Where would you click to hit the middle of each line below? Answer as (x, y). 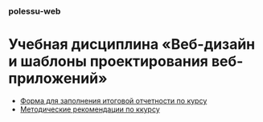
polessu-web (35, 11)
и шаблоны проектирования (109, 61)
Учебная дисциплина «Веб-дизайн (132, 45)
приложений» (58, 79)
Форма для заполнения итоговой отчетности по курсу (113, 100)
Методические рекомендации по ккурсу (90, 109)
